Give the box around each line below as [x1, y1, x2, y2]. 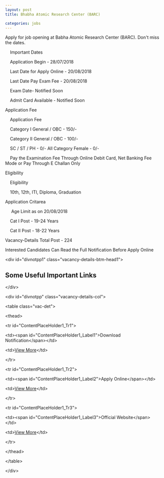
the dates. [5, 40, 26, 46]
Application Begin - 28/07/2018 [9, 59, 74, 65]
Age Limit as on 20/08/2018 [11, 208, 68, 214]
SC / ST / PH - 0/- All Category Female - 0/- [9, 145, 100, 151]
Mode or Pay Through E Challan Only [5, 160, 81, 166]
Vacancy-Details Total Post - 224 [5, 237, 73, 243]
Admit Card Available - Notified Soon [9, 97, 85, 103]
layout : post [5, 7, 32, 12]
